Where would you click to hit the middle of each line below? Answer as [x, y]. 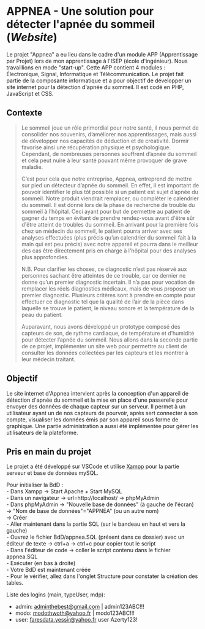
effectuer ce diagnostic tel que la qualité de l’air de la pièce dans [102, 302]
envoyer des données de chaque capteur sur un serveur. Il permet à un [96, 406]
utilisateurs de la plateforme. [42, 432]
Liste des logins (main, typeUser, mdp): [56, 595]
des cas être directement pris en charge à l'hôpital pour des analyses [109, 251]
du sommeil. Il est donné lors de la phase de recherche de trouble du [108, 205]
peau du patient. [42, 314]
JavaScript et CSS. [30, 93]
